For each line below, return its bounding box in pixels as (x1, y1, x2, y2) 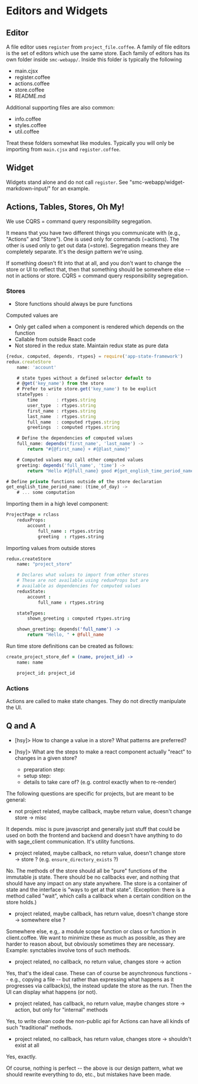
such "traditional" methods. (6, 1024, 73, 1031)
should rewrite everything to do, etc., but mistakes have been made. (6, 1070, 171, 1077)
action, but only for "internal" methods (14, 1006, 108, 1013)
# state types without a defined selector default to (16, 375, 151, 381)
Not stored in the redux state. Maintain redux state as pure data (14, 342, 169, 349)
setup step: (23, 772, 51, 779)
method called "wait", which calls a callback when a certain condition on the (6, 892, 192, 899)
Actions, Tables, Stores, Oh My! (6, 202, 125, 212)
